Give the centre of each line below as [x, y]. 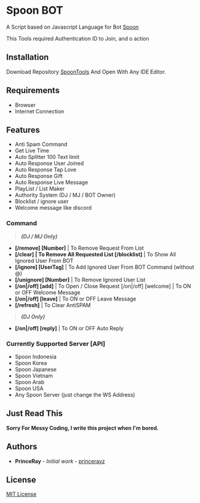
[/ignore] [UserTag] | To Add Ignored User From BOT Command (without [104, 267]
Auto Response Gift [39, 176]
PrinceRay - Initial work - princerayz [60, 461]
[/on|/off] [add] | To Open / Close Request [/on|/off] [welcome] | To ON [103, 286]
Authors [22, 447]
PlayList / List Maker [40, 189]
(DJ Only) [33, 317]
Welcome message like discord [53, 208]
